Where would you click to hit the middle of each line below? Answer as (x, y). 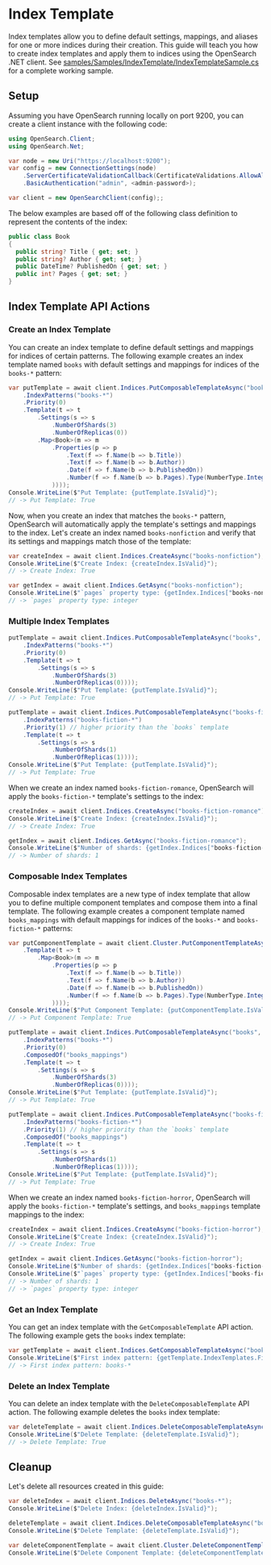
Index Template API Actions (79, 307)
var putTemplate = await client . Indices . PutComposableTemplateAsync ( (128, 388)
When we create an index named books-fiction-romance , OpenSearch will (131, 788)
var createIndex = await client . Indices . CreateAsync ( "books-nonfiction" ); (137, 556)
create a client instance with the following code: (88, 124)
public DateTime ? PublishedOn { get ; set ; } (92, 267)
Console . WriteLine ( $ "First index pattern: (81, 1358)
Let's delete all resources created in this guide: (86, 1486)
